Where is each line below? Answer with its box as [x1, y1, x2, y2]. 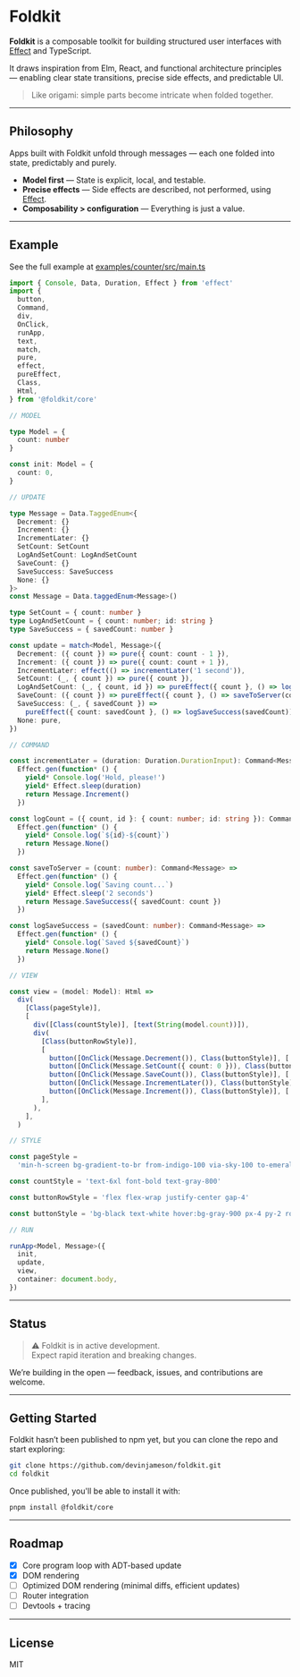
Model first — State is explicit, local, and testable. [21, 175, 206, 185]
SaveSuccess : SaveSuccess [17, 566, 114, 576]
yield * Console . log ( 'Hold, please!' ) [25, 773, 166, 782]
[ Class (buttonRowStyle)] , [41, 1036, 138, 1046]
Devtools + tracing [21, 1600, 91, 1612]
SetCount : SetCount [17, 542, 90, 551]
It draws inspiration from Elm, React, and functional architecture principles [9, 63, 282, 73]
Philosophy [9, 123, 74, 140]
